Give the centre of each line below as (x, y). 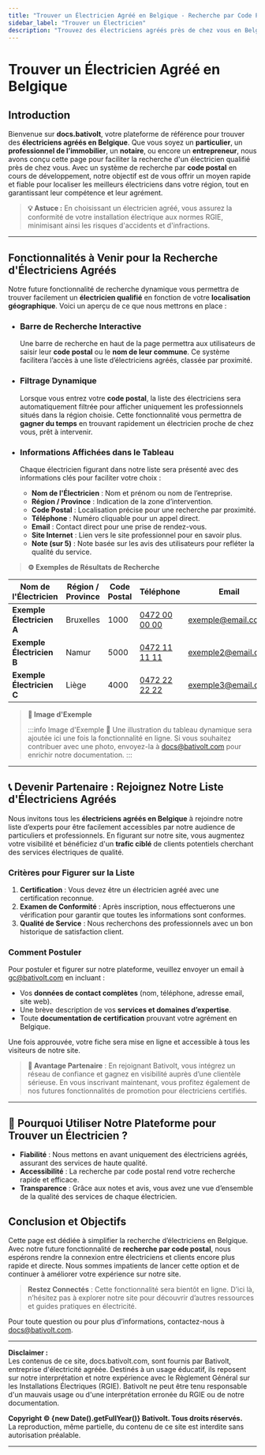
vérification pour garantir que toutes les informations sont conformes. (133, 915)
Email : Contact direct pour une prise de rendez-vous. (119, 527)
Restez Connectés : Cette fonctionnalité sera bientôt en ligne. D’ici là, (141, 1290)
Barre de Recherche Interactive (80, 326)
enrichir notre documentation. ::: (80, 755)
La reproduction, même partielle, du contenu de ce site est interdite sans (126, 1427)
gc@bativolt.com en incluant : (56, 978)
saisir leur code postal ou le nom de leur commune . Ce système (125, 352)
